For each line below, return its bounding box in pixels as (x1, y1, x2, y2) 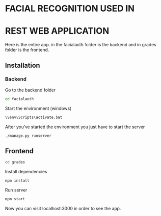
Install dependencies (5, 169, 48, 175)
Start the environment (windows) (5, 105, 72, 111)
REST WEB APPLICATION (5, 26, 109, 37)
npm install (5, 178, 29, 183)
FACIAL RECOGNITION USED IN (5, 3, 135, 14)
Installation (5, 61, 40, 69)
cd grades (5, 160, 26, 165)
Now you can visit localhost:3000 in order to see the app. (5, 205, 121, 211)
